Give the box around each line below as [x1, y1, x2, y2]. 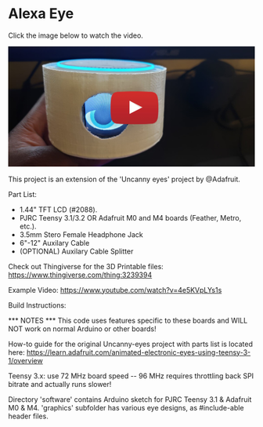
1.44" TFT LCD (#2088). [19, 205, 98, 214]
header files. [8, 411, 49, 421]
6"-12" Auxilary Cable [19, 238, 90, 247]
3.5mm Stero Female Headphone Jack [19, 229, 143, 239]
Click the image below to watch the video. [8, 31, 143, 40]
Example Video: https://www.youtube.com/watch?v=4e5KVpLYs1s [8, 285, 222, 294]
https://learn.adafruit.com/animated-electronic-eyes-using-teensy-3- [26, 347, 251, 357]
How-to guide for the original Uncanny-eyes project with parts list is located [8, 339, 253, 349]
